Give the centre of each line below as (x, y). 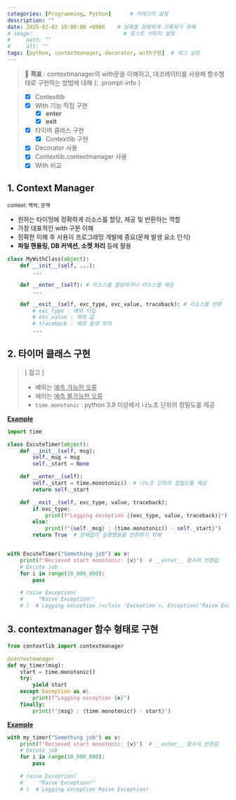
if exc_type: (52, 509)
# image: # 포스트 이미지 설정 (91, 33)
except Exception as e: (55, 692)
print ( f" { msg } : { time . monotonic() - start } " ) (102, 711)
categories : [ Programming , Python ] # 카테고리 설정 (88, 14)
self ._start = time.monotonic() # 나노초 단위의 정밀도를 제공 (120, 483)
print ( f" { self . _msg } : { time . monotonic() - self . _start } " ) (133, 529)
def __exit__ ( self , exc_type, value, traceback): (94, 502)
